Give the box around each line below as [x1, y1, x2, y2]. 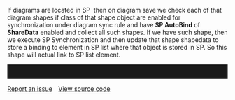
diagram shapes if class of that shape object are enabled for [7, 13, 181, 22]
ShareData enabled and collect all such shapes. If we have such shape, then [7, 28, 228, 36]
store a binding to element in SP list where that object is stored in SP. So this [7, 43, 227, 51]
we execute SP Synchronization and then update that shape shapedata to [7, 36, 219, 44]
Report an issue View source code [7, 85, 111, 93]
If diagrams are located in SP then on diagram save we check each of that [7, 6, 222, 14]
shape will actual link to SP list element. [7, 50, 121, 59]
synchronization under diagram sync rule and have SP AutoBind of [7, 21, 201, 29]
